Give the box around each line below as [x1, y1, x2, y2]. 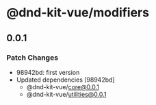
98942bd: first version [16, 68, 80, 76]
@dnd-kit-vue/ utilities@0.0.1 [26, 90, 107, 98]
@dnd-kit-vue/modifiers [6, 5, 150, 21]
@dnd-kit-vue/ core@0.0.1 [26, 82, 100, 91]
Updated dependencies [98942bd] [16, 75, 115, 84]
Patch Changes [6, 53, 59, 62]
